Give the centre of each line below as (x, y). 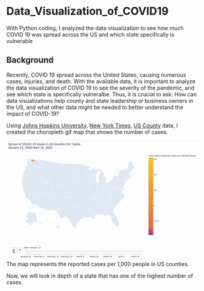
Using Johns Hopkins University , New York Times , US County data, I (92, 125)
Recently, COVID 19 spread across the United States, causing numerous (97, 75)
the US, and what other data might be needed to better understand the (95, 107)
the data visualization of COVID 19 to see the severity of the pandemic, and (100, 88)
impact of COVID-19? (33, 113)
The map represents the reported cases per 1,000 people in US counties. (98, 264)
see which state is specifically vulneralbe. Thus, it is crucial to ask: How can (101, 94)
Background (30, 60)
